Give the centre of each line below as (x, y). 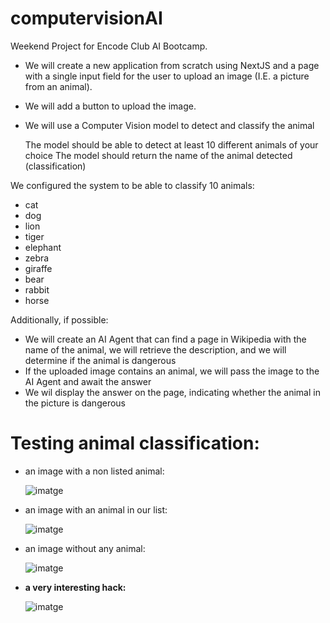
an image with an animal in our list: (96, 509)
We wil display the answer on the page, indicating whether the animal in (172, 392)
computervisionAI (86, 18)
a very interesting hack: (75, 587)
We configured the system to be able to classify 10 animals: (132, 185)
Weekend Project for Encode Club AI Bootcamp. (109, 46)
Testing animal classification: (135, 443)
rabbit (37, 289)
